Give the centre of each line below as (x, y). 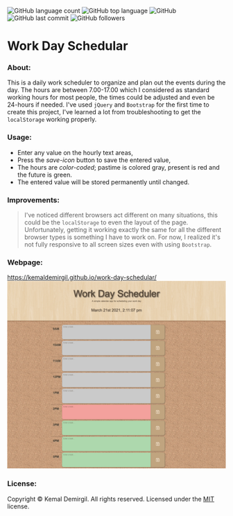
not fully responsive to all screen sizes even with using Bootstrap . (118, 244)
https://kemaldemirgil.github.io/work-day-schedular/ (82, 278)
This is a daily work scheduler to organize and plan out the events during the (116, 82)
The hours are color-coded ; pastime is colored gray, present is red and (118, 167)
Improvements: (34, 199)
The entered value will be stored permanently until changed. (103, 182)
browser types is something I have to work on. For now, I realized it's (122, 237)
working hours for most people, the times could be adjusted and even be (111, 98)
